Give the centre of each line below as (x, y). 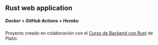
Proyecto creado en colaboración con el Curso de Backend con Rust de (79, 33)
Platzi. (12, 39)
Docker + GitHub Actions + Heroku (42, 21)
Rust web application (39, 8)
